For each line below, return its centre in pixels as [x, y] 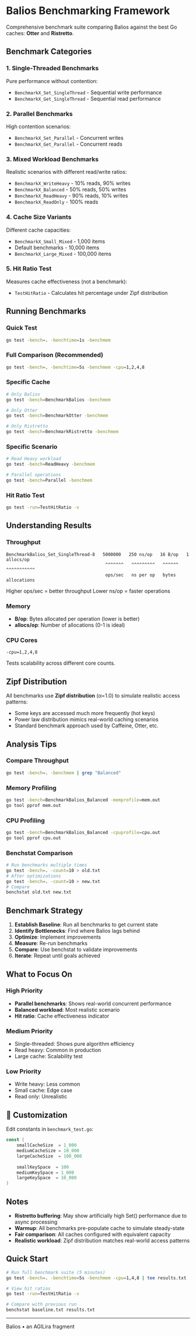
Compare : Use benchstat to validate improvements [76, 950]
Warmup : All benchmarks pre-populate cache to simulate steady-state [99, 1228]
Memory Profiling [31, 788]
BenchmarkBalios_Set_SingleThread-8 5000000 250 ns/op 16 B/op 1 [98, 554]
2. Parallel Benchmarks [39, 114]
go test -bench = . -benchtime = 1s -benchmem [58, 340]
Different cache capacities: [38, 230]
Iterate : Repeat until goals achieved [57, 956]
